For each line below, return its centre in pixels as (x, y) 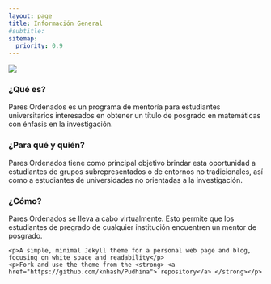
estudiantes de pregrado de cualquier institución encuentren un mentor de (133, 227)
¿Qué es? (27, 90)
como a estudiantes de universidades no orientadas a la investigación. (125, 180)
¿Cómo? (25, 201)
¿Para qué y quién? (47, 145)
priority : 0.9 (39, 46)
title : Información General (56, 23)
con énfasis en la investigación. (61, 124)
